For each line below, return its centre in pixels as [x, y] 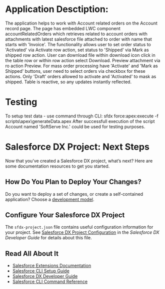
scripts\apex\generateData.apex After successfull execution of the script [80, 121]
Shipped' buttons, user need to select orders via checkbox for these [75, 71]
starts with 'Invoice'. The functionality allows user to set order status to [78, 44]
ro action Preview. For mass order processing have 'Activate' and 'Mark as [82, 66]
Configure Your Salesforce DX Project [65, 215]
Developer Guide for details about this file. [48, 238]
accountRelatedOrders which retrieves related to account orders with [76, 34]
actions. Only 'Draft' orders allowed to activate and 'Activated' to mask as [81, 76]
